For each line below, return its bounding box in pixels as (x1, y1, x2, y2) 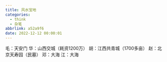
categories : (5, 12, 30, 17)
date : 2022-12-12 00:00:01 (5, 31, 62, 36)
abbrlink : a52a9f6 (5, 26, 44, 31)
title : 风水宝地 (5, 7, 36, 13)
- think (10, 17, 26, 22)
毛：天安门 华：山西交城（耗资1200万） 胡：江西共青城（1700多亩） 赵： (5, 45, 158, 51)
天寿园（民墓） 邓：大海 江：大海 (9, 51, 79, 57)
